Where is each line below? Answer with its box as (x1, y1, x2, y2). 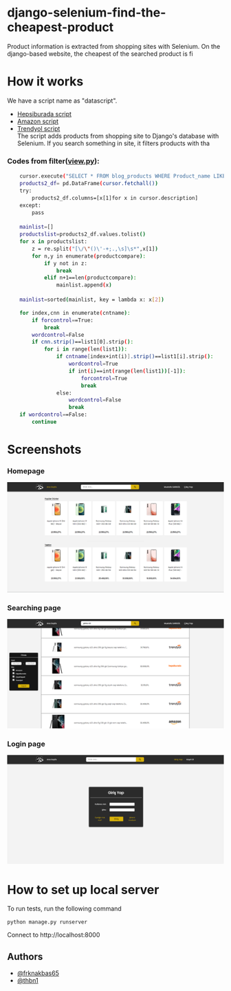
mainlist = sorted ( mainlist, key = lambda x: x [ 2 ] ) (19, 296, 165, 304)
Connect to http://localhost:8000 (7, 931, 100, 939)
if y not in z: (43, 260, 88, 267)
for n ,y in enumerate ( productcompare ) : (32, 253, 146, 260)
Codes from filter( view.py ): (7, 156, 100, 166)
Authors (7, 950, 43, 962)
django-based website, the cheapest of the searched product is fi (7, 50, 194, 58)
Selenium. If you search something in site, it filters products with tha (16, 139, 210, 147)
